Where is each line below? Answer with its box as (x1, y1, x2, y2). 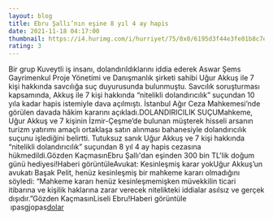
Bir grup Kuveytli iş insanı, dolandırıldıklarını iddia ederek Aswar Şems (8, 64, 241, 74)
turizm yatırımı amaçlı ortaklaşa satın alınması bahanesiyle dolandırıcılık (8, 125, 247, 135)
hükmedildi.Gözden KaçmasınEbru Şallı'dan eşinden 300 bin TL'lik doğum (8, 151, 255, 161)
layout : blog (8, 11, 53, 20)
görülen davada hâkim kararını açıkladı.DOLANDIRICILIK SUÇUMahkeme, (8, 107, 253, 118)
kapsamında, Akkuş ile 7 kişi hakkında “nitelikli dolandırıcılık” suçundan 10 (8, 90, 255, 100)
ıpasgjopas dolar (10, 202, 65, 212)
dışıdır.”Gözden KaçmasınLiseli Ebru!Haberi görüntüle (8, 194, 187, 204)
